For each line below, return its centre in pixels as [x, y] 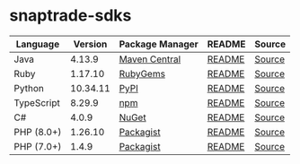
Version [90, 44]
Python [29, 88]
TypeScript [37, 102]
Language [38, 44]
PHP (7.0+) [38, 146]
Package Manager [159, 44]
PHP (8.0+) [38, 132]
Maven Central [150, 59]
